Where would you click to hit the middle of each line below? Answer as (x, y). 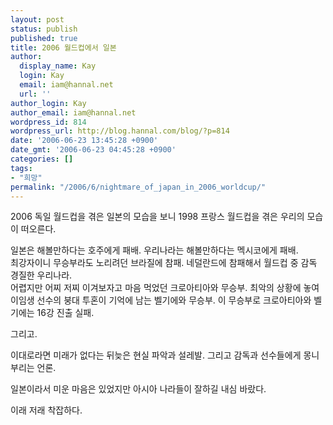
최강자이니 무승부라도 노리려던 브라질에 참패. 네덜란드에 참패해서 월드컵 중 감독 (164, 263)
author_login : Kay (48, 103)
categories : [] (42, 159)
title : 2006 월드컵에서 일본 (63, 47)
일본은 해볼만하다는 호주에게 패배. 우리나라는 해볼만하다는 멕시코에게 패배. (154, 250)
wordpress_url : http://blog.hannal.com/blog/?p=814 (120, 131)
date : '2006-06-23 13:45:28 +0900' (84, 141)
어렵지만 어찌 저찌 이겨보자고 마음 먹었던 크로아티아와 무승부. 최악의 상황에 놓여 (165, 288)
